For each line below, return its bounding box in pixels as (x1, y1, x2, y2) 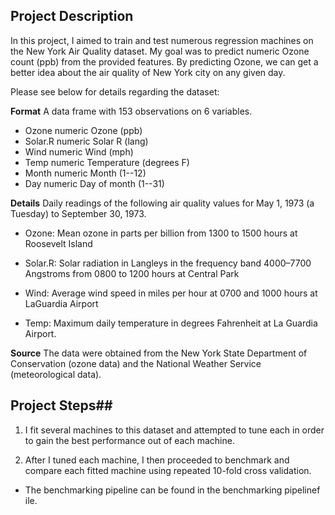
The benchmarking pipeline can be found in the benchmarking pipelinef (24, 484, 321, 496)
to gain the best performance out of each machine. (24, 434, 235, 446)
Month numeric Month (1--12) (24, 167, 147, 179)
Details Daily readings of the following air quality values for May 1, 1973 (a (10, 197, 315, 209)
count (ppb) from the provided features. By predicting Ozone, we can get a (10, 55, 319, 68)
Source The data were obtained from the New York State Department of (10, 347, 308, 359)
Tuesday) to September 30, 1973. (10, 207, 147, 219)
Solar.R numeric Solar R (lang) (24, 135, 149, 147)
